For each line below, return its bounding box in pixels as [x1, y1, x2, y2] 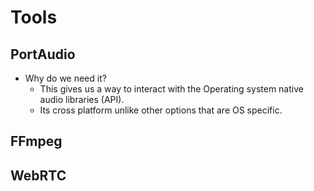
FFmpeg [10, 133, 63, 150]
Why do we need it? [24, 72, 107, 84]
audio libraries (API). [39, 94, 125, 105]
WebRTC [10, 167, 67, 184]
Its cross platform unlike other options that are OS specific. [39, 104, 283, 116]
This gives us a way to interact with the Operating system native [39, 83, 304, 95]
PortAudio [10, 46, 76, 63]
